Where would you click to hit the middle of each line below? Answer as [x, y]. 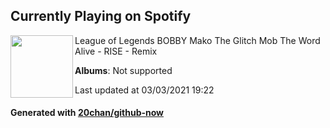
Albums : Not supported [123, 70]
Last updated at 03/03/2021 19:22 [144, 90]
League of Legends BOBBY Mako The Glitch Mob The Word [197, 40]
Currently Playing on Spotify [101, 16]
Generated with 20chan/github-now [87, 113]
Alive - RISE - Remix [116, 51]
